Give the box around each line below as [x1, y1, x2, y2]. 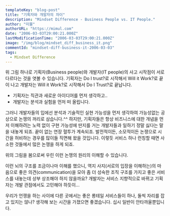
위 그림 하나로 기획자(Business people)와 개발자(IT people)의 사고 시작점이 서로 [5, 69, 165, 75]
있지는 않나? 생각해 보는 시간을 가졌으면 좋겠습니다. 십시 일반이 [10, 199, 135, 205]
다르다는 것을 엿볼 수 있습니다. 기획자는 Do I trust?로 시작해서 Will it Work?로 [5, 76, 158, 82]
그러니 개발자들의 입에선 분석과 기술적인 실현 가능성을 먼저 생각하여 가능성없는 [5, 110, 160, 116]
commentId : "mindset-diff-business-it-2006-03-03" [5, 45, 115, 50]
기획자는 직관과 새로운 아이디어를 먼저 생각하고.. [12, 92, 108, 99]
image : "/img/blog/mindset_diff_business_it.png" [5, 41, 113, 46]
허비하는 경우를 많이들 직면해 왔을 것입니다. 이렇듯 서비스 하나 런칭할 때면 [14, 135, 160, 141]
